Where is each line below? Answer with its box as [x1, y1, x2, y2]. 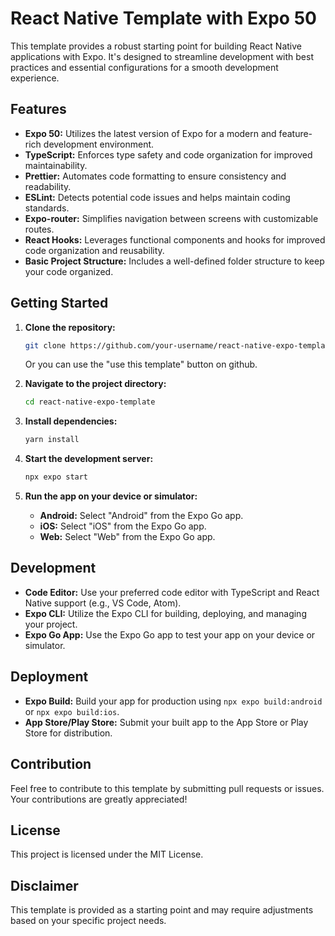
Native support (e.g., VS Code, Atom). [24, 597, 182, 609]
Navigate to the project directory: [24, 378, 167, 390]
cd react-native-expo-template [24, 397, 156, 407]
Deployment [10, 668, 89, 686]
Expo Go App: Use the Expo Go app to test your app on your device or [24, 628, 316, 641]
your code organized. [24, 265, 114, 277]
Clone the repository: [24, 321, 116, 333]
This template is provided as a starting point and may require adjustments [10, 904, 314, 916]
